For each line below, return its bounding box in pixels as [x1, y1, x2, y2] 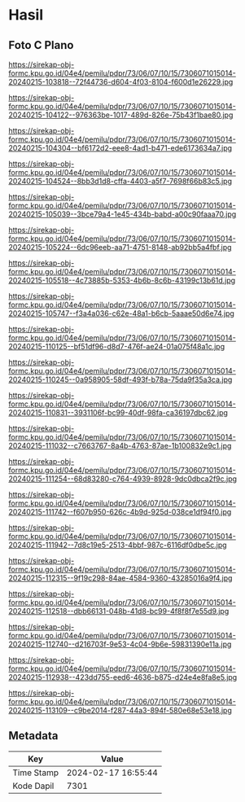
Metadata [8, 729, 59, 743]
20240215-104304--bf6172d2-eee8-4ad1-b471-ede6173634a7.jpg [8, 143, 233, 152]
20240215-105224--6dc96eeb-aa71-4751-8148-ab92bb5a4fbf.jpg [8, 243, 232, 252]
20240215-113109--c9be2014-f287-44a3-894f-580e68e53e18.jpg [8, 706, 232, 715]
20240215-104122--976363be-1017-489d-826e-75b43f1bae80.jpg [8, 110, 234, 120]
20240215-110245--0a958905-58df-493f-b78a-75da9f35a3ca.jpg [8, 375, 233, 384]
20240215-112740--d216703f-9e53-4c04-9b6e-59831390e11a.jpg [8, 639, 232, 649]
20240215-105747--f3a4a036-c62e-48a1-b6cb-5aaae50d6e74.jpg [8, 309, 234, 318]
